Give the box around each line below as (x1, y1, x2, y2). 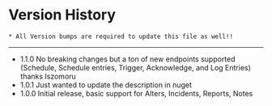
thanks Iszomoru (19, 71, 77, 81)
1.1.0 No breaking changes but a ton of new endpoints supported (19, 54, 236, 64)
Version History (8, 6, 116, 24)
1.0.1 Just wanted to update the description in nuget (19, 79, 193, 90)
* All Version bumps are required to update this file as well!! (8, 32, 233, 40)
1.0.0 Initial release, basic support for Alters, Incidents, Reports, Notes (19, 88, 253, 98)
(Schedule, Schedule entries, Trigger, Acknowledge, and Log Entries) (19, 62, 251, 72)
